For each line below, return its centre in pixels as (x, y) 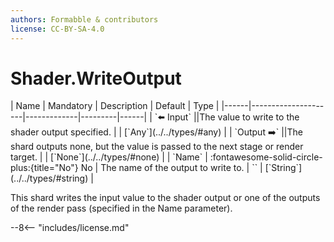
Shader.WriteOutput (96, 78)
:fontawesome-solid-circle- (266, 157)
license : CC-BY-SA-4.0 (57, 29)
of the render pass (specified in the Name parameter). (121, 208)
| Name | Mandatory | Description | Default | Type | (115, 106)
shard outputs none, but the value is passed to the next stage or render (157, 147)
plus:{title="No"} (44, 168)
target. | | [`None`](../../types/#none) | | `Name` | (109, 157)
